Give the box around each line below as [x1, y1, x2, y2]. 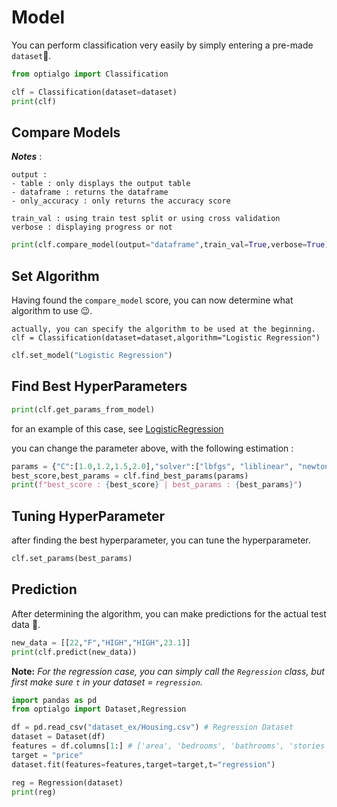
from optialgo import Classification [11, 69, 169, 79]
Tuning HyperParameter [11, 507, 166, 525]
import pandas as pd [11, 695, 98, 705]
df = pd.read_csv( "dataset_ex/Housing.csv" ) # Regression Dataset [11, 722, 294, 733]
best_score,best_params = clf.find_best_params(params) [11, 471, 249, 481]
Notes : [11, 151, 43, 163]
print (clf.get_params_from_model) [11, 404, 156, 415]
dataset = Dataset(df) [11, 732, 106, 742]
